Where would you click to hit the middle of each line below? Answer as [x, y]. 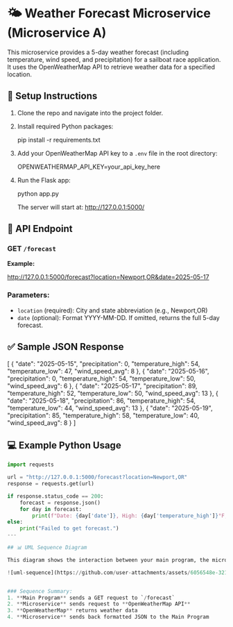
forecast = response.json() [60, 503]
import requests [31, 465]
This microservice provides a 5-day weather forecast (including [98, 52]
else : [15, 522]
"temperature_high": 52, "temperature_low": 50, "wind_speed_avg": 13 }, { [113, 393]
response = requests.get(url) [51, 484]
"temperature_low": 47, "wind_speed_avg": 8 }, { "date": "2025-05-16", [108, 371]
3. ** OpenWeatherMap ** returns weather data [72, 611]
